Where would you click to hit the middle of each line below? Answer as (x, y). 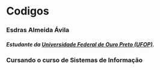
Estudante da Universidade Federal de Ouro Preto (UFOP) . (80, 44)
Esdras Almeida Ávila (38, 30)
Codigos (28, 11)
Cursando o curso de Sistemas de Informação (75, 60)
